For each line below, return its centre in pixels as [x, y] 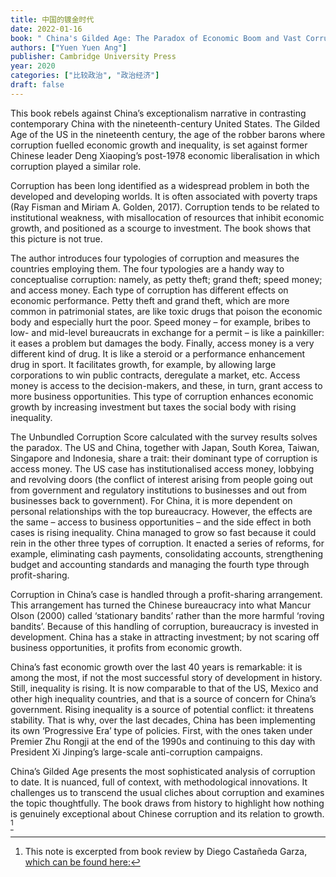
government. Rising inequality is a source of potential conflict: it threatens [162, 709]
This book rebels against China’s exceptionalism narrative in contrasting [158, 113]
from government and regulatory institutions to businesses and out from [159, 490]
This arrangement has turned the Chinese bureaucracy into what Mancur [161, 605]
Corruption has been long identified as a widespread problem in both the [160, 185]
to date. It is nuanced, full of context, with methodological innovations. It [159, 782]
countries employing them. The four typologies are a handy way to [147, 268]
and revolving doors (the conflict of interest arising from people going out [161, 479]
